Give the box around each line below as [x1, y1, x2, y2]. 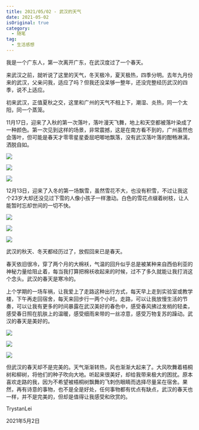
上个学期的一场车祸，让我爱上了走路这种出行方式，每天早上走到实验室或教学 [6, 288, 193, 295]
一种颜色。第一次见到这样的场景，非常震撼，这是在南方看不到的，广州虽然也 [6, 126, 193, 133]
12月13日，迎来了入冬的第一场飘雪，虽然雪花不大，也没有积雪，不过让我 [6, 187, 183, 194]
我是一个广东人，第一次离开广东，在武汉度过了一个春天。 [6, 59, 146, 66]
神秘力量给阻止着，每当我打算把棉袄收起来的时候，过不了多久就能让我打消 [6, 267, 188, 275]
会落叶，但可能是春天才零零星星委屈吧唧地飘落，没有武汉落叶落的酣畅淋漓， [6, 133, 193, 141]
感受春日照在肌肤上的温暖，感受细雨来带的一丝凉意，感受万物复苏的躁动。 [6, 310, 188, 317]
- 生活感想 [11, 42, 35, 48]
